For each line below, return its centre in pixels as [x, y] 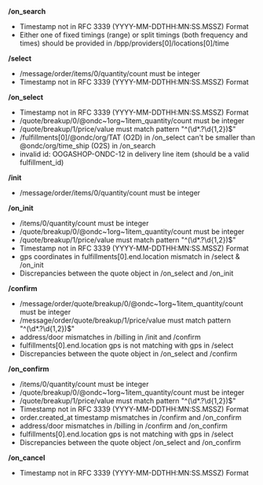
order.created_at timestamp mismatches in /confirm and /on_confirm [130, 418]
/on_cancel [27, 458]
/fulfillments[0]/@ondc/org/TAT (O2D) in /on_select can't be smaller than [137, 137]
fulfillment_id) [42, 162]
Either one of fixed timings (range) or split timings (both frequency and [134, 35]
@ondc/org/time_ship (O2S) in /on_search [87, 146]
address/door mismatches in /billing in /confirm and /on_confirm [123, 426]
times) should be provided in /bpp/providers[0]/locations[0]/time [124, 43]
